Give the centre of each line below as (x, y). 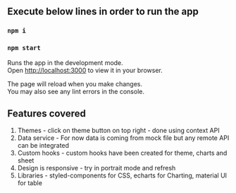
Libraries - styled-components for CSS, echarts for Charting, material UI (122, 175)
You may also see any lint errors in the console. (76, 91)
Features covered (47, 113)
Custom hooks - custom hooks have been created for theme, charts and (122, 153)
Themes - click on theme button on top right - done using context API (118, 131)
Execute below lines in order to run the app (103, 12)
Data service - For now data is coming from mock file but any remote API (123, 138)
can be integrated (43, 146)
